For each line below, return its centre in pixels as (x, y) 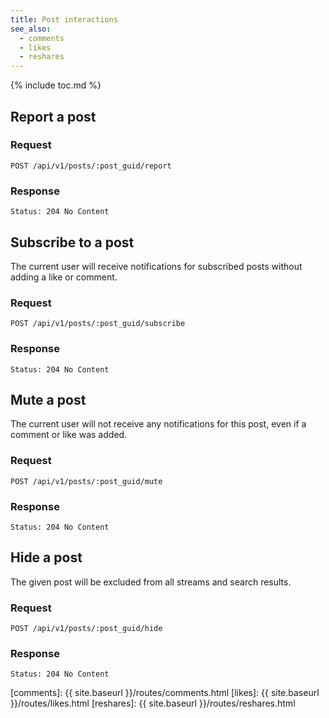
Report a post (53, 116)
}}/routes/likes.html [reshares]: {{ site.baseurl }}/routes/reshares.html (153, 703)
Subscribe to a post (72, 242)
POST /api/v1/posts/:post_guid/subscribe (98, 324)
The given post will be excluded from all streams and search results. (151, 582)
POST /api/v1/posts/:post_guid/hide (86, 629)
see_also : (31, 29)
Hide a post (46, 557)
